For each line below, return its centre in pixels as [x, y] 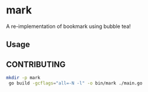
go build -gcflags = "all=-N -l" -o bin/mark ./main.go [75, 83]
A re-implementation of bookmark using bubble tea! [68, 26]
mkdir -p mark [23, 78]
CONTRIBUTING [36, 64]
